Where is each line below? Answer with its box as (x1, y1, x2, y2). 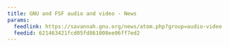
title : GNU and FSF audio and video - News (7, 10, 137, 17)
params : (7, 17, 30, 23)
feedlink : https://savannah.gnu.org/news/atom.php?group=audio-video (13, 23, 222, 30)
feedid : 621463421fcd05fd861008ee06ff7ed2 (13, 29, 140, 37)
